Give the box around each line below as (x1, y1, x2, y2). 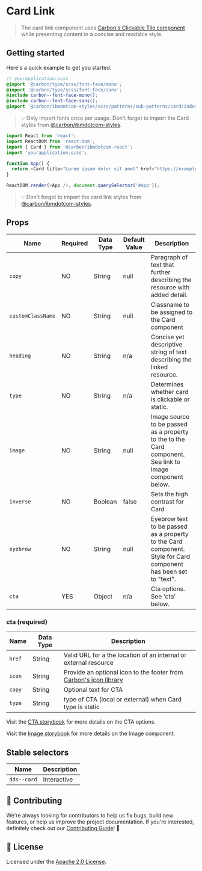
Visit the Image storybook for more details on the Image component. (6, 730, 176, 737)
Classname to (150, 300, 189, 309)
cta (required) (6, 618, 48, 626)
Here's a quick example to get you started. (6, 64, 112, 71)
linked (150, 363, 168, 371)
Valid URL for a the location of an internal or (63, 651, 187, 659)
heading (9, 352, 31, 359)
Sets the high (150, 490, 188, 498)
